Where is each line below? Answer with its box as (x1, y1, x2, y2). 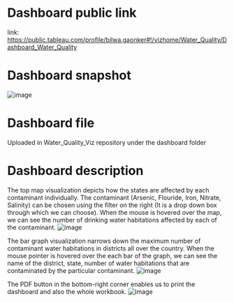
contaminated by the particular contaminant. (7, 266, 135, 274)
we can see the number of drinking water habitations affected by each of (7, 216, 218, 224)
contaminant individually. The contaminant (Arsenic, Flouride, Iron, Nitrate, (7, 193, 221, 202)
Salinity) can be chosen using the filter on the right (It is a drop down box (7, 201, 218, 209)
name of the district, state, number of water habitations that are (7, 259, 190, 267)
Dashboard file (7, 115, 95, 131)
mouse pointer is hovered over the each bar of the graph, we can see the (7, 251, 218, 260)
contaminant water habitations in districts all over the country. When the (7, 244, 214, 253)
